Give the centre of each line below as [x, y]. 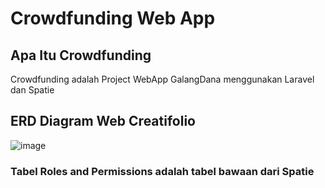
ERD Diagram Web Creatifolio [103, 121]
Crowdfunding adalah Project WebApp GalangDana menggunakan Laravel [162, 79]
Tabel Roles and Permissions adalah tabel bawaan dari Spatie [162, 171]
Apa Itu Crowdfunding [81, 55]
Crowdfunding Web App [113, 18]
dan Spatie [32, 90]
